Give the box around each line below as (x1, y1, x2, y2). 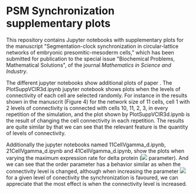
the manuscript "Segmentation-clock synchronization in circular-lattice (6, 43, 179, 50)
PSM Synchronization (6, 4, 115, 18)
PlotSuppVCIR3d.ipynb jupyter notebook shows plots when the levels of (6, 85, 181, 92)
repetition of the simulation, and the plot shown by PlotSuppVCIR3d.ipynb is (6, 111, 190, 118)
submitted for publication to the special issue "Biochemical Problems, (6, 55, 175, 62)
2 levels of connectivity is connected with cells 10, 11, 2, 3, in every (6, 104, 168, 111)
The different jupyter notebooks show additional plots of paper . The (6, 79, 172, 86)
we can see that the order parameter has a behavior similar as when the (6, 160, 181, 168)
